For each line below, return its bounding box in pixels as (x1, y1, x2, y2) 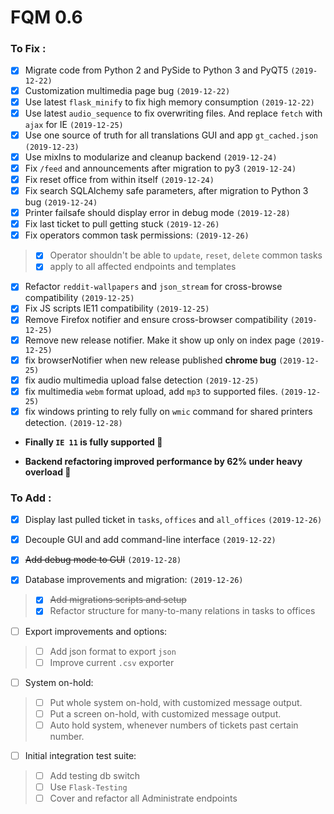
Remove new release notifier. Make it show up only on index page (24, 334, 296, 346)
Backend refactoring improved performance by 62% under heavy (24, 455, 303, 467)
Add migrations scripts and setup (49, 594, 187, 606)
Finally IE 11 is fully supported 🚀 (24, 436, 163, 448)
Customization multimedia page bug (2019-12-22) (24, 84, 231, 96)
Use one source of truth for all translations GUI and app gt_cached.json (24, 129, 319, 141)
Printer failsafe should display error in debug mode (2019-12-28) (24, 207, 291, 219)
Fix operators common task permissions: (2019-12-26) (24, 229, 250, 241)
